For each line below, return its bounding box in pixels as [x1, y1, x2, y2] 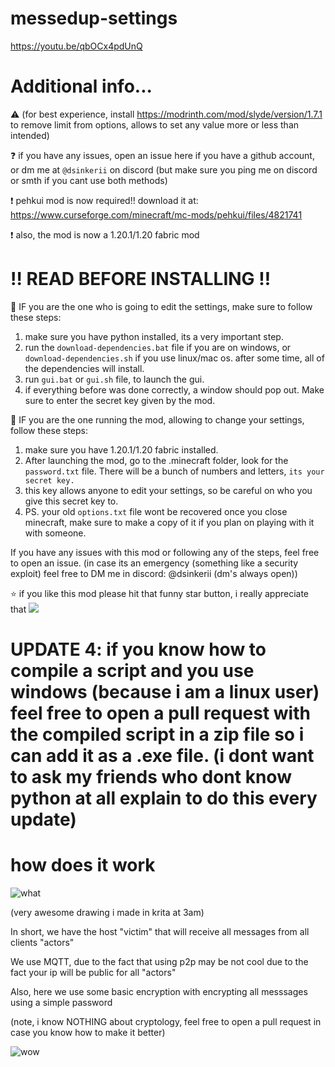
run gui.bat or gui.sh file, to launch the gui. [24, 373, 205, 385]
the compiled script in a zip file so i [10, 723, 305, 746]
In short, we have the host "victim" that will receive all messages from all [10, 925, 310, 937]
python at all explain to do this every [10, 787, 318, 809]
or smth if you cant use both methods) [10, 174, 168, 186]
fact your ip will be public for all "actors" [10, 966, 177, 978]
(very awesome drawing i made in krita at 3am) [10, 906, 205, 918]
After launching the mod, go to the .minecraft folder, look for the [24, 454, 289, 466]
